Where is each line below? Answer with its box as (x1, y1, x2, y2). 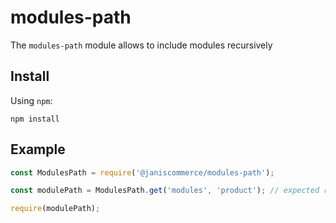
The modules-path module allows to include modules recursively (10, 39, 273, 51)
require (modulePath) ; (10, 204, 101, 214)
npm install (10, 114, 60, 124)
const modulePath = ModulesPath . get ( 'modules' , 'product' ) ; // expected (10, 186, 320, 196)
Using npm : (10, 94, 53, 106)
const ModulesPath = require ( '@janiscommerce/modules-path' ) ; (10, 167, 275, 178)
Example (10, 141, 66, 158)
